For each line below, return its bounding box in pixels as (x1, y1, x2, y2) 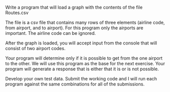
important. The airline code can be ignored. (5, 30, 96, 36)
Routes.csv (5, 10, 29, 16)
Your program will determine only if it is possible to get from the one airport (5, 55, 163, 61)
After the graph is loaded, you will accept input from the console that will (5, 40, 157, 46)
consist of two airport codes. (5, 45, 66, 51)
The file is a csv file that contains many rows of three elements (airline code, (5, 20, 165, 25)
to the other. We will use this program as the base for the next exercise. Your (5, 61, 165, 66)
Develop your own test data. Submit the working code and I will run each (5, 76, 157, 81)
